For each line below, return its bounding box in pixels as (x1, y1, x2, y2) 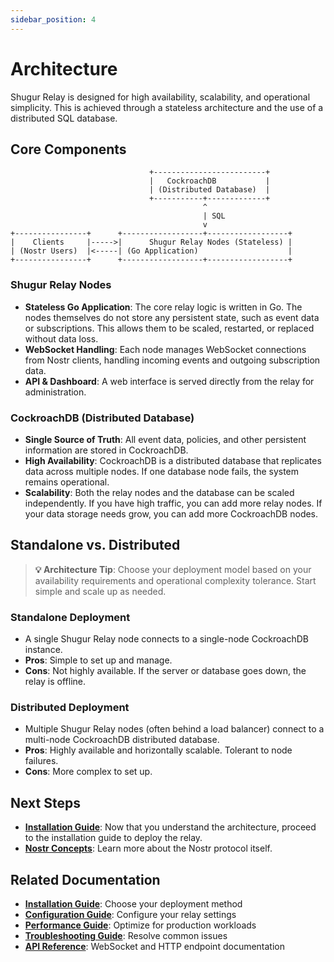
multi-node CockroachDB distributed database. (24, 734, 220, 746)
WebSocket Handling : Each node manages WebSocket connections (24, 343, 307, 355)
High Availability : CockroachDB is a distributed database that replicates (24, 454, 322, 466)
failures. (24, 755, 59, 767)
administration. (24, 386, 87, 398)
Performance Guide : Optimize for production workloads (24, 919, 257, 931)
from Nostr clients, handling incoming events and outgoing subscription (24, 354, 321, 366)
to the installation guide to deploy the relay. (24, 832, 203, 844)
